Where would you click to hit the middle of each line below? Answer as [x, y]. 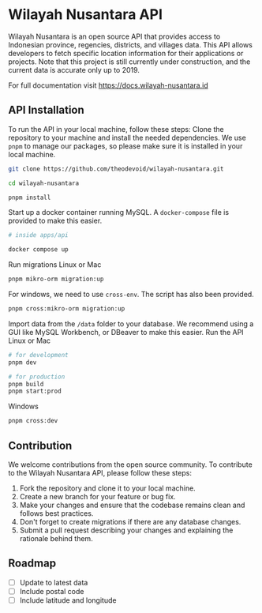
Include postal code [52, 591]
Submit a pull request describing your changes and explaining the [126, 530]
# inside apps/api [38, 235]
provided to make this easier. [55, 221]
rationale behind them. [56, 538]
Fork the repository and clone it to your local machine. [107, 488]
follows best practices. [56, 513]
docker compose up [38, 250]
